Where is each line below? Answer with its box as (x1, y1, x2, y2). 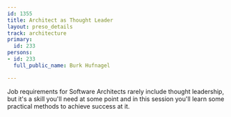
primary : (7, 36, 33, 43)
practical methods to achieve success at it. (7, 102, 130, 110)
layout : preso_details (7, 23, 73, 30)
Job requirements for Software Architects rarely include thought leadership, (7, 87, 225, 95)
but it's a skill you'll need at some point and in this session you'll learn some (7, 95, 225, 103)
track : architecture (7, 29, 67, 37)
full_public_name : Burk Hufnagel (13, 62, 111, 69)
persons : (7, 49, 33, 56)
